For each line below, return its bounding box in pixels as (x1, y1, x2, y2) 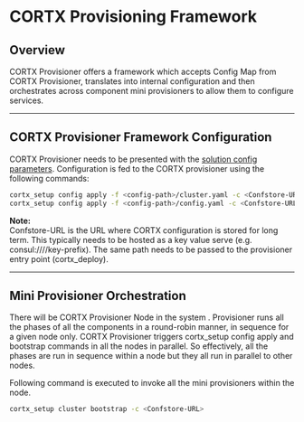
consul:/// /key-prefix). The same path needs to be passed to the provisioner (9, 244, 292, 255)
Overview (9, 42, 66, 58)
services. (9, 95, 43, 106)
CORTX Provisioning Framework (9, 6, 258, 27)
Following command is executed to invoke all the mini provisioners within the (9, 378, 295, 389)
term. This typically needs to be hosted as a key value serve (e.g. (9, 234, 252, 245)
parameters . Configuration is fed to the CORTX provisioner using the (9, 163, 265, 173)
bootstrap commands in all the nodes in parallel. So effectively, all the (9, 341, 269, 352)
